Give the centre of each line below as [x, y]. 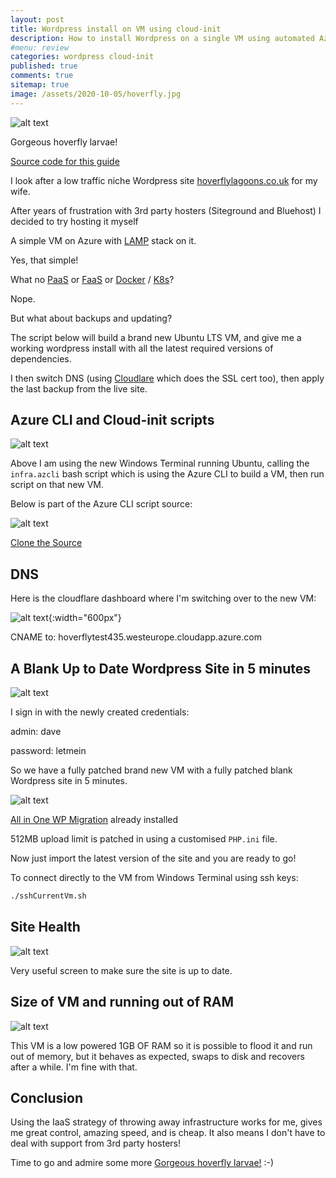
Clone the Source [46, 543]
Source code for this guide [65, 161]
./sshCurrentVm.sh [48, 896]
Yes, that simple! [44, 260]
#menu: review [40, 47]
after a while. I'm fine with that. [74, 1067]
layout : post [37, 19]
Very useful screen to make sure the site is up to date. [121, 970]
